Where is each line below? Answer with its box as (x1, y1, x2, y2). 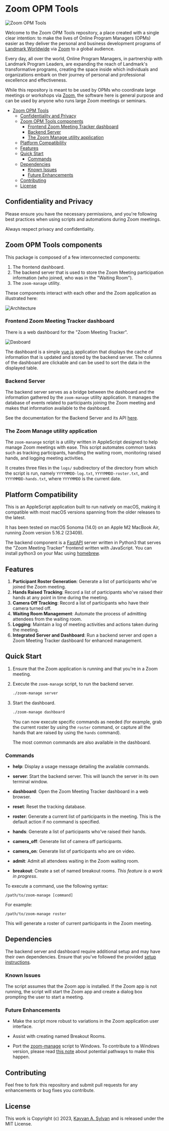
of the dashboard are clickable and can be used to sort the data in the (5, 359, 150, 365)
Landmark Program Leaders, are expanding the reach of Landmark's (5, 61, 148, 67)
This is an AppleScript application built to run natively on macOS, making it (5, 504, 160, 510)
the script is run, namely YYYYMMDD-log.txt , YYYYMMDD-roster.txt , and (5, 470, 149, 476)
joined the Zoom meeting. (12, 584, 67, 590)
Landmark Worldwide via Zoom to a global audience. (5, 46, 115, 52)
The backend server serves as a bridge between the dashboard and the (5, 389, 155, 395)
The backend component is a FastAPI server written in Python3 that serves (5, 539, 161, 546)
